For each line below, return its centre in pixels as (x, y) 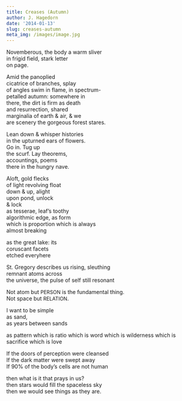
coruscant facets (27, 249)
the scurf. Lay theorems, (37, 154)
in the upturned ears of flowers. (46, 141)
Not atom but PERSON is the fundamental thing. (65, 292)
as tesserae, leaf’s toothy (38, 211)
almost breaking (26, 230)
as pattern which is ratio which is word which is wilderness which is (91, 335)
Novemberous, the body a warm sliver (54, 52)
